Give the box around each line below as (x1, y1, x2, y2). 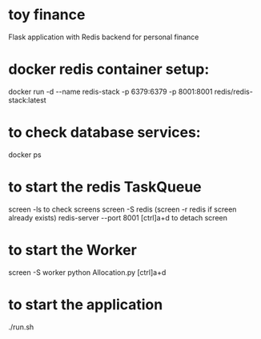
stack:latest (8, 95, 46, 105)
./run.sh (8, 322, 34, 332)
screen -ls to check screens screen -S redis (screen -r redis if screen (8, 204, 237, 214)
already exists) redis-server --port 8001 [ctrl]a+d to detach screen (8, 212, 228, 222)
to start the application (8, 295, 163, 313)
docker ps (8, 150, 42, 159)
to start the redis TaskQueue (8, 178, 202, 196)
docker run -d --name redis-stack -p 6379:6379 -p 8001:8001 (8, 87, 213, 96)
